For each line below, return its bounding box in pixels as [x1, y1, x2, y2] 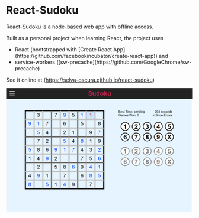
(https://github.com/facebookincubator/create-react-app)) [14, 52, 158, 59]
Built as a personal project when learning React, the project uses [6, 34, 164, 41]
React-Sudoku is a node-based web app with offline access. [6, 23, 154, 30]
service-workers [14, 58, 55, 66]
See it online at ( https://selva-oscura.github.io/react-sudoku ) [6, 76, 155, 83]
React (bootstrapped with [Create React [14, 45, 113, 53]
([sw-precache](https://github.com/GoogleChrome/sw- [56, 58, 192, 66]
